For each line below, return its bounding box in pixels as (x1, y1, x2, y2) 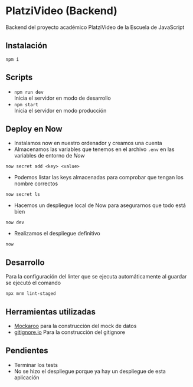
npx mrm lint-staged (5, 291, 57, 297)
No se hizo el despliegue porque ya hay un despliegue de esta (14, 368, 166, 375)
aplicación (14, 373, 40, 381)
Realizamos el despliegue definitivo (14, 230, 101, 237)
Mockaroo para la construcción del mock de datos (14, 323, 137, 329)
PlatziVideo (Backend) (5, 4, 117, 18)
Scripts (5, 73, 33, 83)
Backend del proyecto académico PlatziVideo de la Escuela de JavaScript (5, 24, 185, 31)
